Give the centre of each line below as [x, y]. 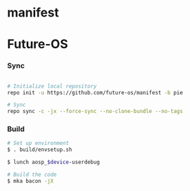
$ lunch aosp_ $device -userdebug [53, 162]
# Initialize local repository [52, 86]
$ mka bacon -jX [30, 181]
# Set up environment [38, 143]
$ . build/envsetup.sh [40, 150]
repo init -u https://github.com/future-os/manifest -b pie [95, 92]
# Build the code [32, 175]
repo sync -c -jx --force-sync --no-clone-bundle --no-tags [95, 112]
